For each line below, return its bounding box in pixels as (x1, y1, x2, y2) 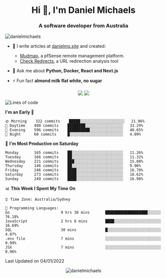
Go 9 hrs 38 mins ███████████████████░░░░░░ (5, 210, 162, 215)
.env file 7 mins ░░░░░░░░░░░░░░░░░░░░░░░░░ (5, 236, 162, 241)
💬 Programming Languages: (5, 205, 59, 211)
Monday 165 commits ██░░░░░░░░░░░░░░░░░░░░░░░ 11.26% (5, 150, 143, 155)
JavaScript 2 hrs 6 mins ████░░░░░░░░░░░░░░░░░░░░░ (5, 219, 162, 224)
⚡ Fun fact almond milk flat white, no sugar (12, 78, 102, 84)
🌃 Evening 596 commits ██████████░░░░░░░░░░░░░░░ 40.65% (5, 127, 143, 133)
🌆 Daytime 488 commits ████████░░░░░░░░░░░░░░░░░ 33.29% (5, 123, 143, 128)
